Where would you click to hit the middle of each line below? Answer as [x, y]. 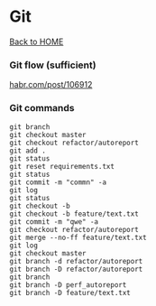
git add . [28, 151]
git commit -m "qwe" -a [54, 222]
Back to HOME [37, 42]
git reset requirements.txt [62, 166]
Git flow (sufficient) [53, 65]
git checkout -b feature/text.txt [74, 214]
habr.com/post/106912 [51, 85]
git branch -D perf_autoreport [68, 285]
